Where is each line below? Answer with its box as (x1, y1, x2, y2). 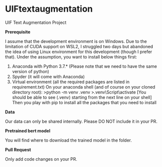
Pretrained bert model (5, 128, 51, 133)
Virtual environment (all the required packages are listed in (12, 79, 130, 85)
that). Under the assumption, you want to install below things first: (5, 54, 137, 59)
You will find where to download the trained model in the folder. (5, 137, 132, 143)
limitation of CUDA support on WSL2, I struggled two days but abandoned (5, 43, 153, 49)
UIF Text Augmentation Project (5, 19, 67, 25)
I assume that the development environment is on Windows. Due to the (5, 38, 147, 44)
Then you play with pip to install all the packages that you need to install (12, 99, 157, 105)
